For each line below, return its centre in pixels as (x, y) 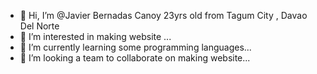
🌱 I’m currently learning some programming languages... (135, 47)
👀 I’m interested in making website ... (95, 36)
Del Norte (39, 26)
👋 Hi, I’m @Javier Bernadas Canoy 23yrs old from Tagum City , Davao (163, 15)
